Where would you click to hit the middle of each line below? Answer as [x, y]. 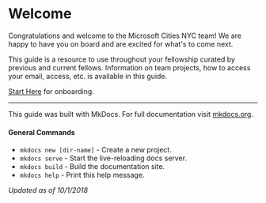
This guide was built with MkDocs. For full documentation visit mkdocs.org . [131, 114]
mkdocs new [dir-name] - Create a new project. [95, 150]
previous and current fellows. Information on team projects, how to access [129, 67]
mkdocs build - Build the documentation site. [92, 167]
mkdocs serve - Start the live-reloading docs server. [103, 158]
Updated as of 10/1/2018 [48, 190]
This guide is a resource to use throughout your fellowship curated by [122, 59]
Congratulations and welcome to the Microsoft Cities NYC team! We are [125, 36]
